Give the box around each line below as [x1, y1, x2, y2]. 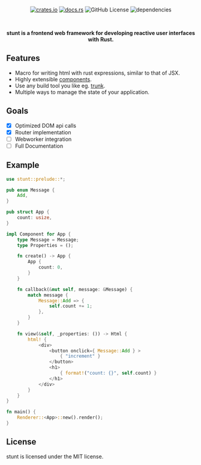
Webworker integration [14, 136, 72, 143]
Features [6, 53, 40, 63]
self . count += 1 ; [49, 303, 93, 310]
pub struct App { [6, 209, 50, 215]
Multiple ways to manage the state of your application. [14, 88, 150, 96]
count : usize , [17, 214, 52, 221]
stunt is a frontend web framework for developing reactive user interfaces [6, 30, 196, 36]
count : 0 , [38, 264, 63, 270]
